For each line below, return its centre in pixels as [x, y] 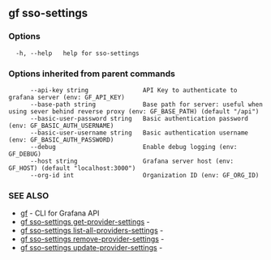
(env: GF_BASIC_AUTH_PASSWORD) [61, 140]
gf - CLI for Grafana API [60, 213]
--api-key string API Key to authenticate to [133, 90]
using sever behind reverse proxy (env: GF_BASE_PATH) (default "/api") [134, 111]
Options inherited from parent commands [92, 74]
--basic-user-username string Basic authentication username [139, 133]
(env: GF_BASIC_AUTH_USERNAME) [61, 126]
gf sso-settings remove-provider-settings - [92, 239]
